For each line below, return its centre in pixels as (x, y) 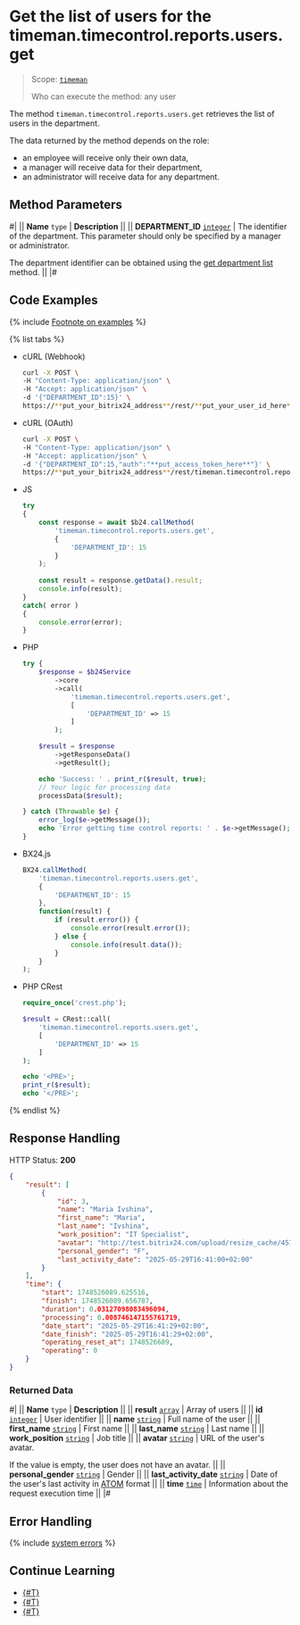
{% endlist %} (35, 1111)
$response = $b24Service (85, 672)
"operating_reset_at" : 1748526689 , (108, 1342)
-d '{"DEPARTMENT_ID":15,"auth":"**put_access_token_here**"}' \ (146, 464)
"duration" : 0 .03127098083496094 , (105, 1309)
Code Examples (54, 300)
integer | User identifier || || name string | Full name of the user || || (135, 1419)
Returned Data (42, 1390)
